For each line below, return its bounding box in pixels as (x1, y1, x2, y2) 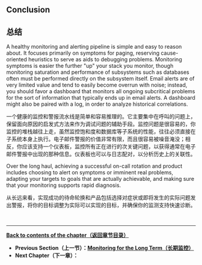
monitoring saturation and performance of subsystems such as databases (6, 69, 189, 76)
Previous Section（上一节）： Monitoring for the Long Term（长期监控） (14, 245, 194, 252)
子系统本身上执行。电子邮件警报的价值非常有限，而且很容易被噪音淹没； (6, 135, 185, 143)
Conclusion (6, 5, 50, 15)
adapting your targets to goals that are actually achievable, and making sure (6, 175, 194, 183)
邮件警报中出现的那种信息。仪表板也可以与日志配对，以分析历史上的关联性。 (6, 150, 196, 158)
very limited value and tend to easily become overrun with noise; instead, (6, 81, 188, 89)
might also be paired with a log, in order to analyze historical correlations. (6, 100, 188, 108)
